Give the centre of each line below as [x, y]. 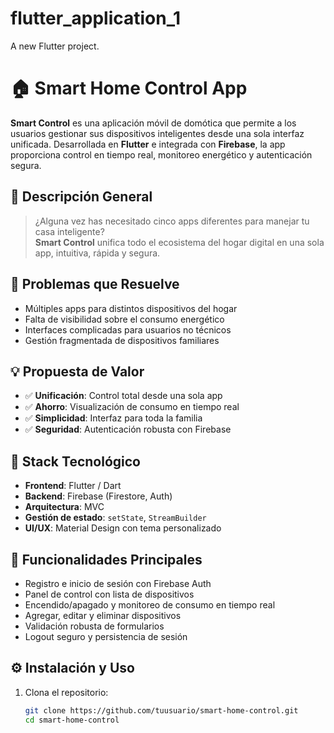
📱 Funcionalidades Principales [106, 559]
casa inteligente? [69, 231]
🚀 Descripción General [81, 197]
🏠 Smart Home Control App [129, 88]
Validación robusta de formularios [94, 626]
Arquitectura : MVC [64, 507]
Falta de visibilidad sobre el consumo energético [124, 319]
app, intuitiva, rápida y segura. [97, 253]
